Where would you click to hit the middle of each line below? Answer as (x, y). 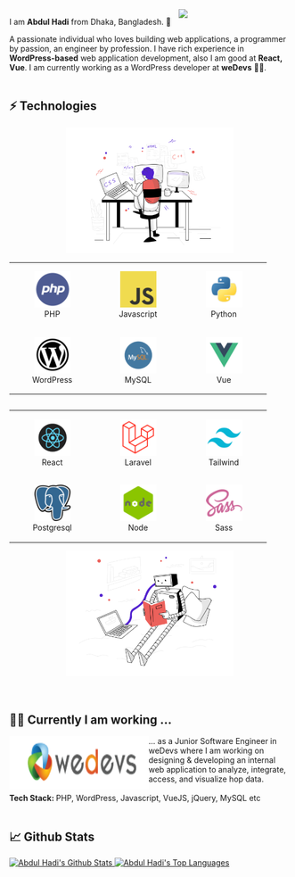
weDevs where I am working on (206, 751)
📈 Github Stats (52, 836)
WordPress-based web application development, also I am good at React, (146, 58)
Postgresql (53, 528)
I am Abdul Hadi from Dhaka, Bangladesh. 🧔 (90, 22)
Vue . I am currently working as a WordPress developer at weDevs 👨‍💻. (138, 67)
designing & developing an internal (212, 760)
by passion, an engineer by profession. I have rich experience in (127, 49)
